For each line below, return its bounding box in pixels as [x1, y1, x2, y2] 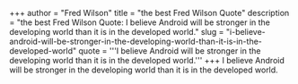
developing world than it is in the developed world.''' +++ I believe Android [9, 55, 285, 65]
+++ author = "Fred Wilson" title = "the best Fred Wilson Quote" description [9, 8, 290, 18]
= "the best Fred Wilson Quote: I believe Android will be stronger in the [9, 17, 271, 28]
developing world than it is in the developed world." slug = [9, 27, 224, 37]
